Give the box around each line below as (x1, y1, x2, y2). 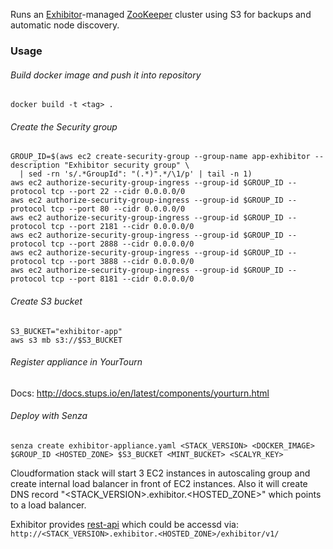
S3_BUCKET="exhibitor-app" (10, 326, 123, 336)
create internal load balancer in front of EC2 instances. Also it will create (10, 477, 308, 489)
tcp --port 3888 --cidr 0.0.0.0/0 (50, 257, 195, 267)
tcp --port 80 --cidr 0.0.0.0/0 (50, 204, 186, 214)
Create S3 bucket (10, 295, 83, 307)
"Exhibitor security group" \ (63, 160, 190, 171)
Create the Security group (10, 120, 118, 133)
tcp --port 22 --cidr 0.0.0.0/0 (50, 187, 186, 197)
